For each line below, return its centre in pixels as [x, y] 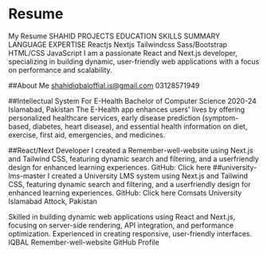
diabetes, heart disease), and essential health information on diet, [140, 126]
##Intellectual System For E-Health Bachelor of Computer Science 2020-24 [133, 101]
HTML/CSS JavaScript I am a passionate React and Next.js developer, [123, 53]
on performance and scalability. [61, 69]
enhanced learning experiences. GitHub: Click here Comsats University [125, 192]
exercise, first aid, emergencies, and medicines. [87, 135]
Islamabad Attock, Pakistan [53, 201]
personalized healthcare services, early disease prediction [104, 117]
